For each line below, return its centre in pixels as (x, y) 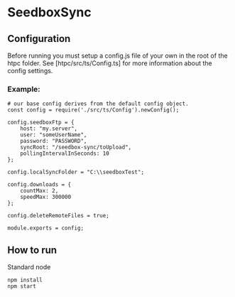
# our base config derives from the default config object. (98, 104)
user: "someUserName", (54, 135)
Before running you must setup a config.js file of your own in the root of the (118, 55)
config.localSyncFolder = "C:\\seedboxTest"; (76, 172)
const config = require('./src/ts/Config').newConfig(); (93, 110)
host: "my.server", (49, 129)
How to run (32, 250)
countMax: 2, (39, 191)
